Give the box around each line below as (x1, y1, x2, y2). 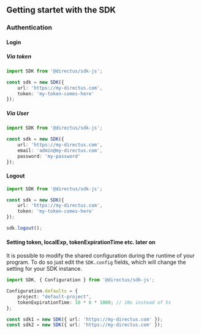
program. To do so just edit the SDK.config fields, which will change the (6, 258, 186, 266)
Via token (6, 52, 32, 60)
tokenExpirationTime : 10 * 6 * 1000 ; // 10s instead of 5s (17, 299, 172, 306)
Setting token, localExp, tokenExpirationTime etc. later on (6, 238, 156, 246)
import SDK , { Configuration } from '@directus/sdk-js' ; (6, 277, 155, 283)
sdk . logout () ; (6, 225, 43, 231)
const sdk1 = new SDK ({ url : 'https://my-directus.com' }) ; (6, 316, 164, 322)
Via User (6, 109, 29, 117)
